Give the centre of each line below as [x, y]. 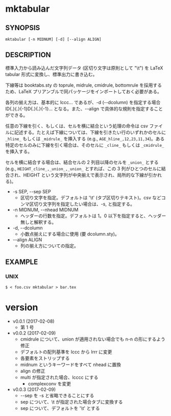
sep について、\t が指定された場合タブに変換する [72, 402]
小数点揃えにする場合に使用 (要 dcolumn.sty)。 [70, 234]
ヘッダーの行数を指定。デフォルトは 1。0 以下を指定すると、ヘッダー [93, 216]
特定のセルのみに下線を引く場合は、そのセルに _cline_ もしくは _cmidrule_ [85, 145]
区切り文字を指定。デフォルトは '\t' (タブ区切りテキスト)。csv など [91, 197]
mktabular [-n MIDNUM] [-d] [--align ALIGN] [53, 39]
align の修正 [33, 371]
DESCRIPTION [28, 55]
